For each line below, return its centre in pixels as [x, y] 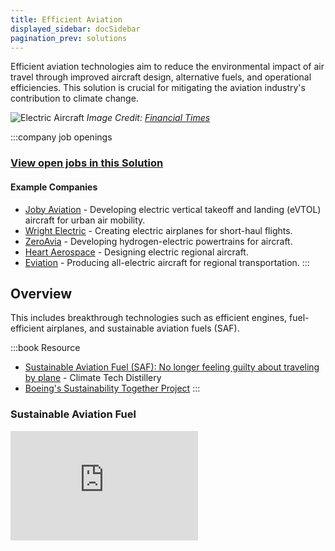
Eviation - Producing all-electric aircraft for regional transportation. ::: [167, 262]
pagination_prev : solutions [69, 38]
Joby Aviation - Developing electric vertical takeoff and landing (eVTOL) [173, 209]
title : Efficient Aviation [66, 19]
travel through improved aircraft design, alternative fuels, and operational [161, 77]
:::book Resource [45, 348]
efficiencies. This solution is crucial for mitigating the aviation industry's [158, 88]
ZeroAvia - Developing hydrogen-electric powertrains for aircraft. [158, 241]
